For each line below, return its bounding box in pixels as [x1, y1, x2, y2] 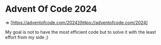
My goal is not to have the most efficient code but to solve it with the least [5, 29, 156, 35]
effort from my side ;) [5, 34, 49, 40]
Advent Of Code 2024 [5, 3, 98, 15]
